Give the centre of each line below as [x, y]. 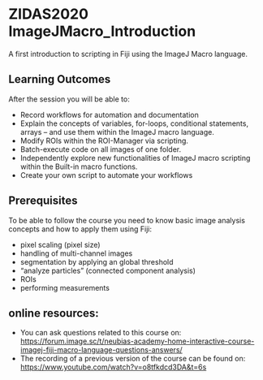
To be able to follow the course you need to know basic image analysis [127, 220]
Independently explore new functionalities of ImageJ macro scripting [135, 158]
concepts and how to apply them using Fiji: [80, 229]
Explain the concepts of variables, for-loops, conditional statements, [134, 123]
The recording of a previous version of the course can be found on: [133, 359]
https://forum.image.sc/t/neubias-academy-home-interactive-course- [137, 341]
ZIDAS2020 [49, 14]
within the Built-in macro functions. [79, 166]
